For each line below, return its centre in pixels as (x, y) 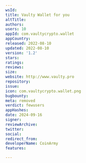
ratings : (15, 63)
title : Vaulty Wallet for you (38, 15)
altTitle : (16, 19)
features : (16, 148)
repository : (18, 81)
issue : (12, 86)
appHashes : (17, 110)
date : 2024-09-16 (24, 115)
